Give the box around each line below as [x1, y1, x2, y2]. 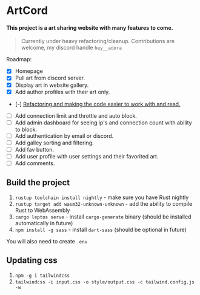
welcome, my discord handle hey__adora [21, 44, 122, 52]
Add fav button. [15, 146, 55, 153]
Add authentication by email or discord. [15, 132, 114, 140]
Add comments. [15, 160, 55, 167]
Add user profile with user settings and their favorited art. [15, 152, 159, 160]
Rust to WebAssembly [15, 206, 70, 214]
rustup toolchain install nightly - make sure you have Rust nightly [15, 194, 189, 201]
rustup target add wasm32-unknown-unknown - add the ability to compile [15, 200, 193, 207]
